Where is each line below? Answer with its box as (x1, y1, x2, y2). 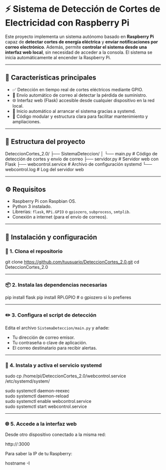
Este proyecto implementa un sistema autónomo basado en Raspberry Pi (5, 34, 154, 39)
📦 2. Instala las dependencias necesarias (5, 281, 108, 288)
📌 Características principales (5, 73, 96, 82)
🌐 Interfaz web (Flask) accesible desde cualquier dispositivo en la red (12, 97, 155, 103)
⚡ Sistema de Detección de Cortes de (5, 3, 161, 15)
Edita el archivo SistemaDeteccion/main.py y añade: (5, 325, 110, 330)
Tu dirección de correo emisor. (12, 334, 75, 340)
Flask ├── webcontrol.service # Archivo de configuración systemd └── (5, 161, 152, 167)
